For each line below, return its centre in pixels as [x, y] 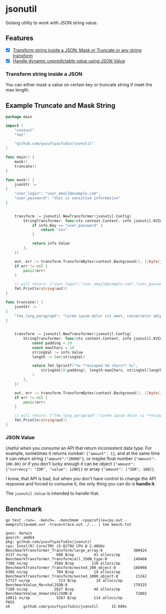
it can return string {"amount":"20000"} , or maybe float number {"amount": [81, 459]
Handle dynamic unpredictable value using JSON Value [69, 61]
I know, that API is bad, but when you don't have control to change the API [81, 478]
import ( [15, 126]
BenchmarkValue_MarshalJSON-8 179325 [76, 585]
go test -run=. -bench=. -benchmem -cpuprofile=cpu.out [64, 520]
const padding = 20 [52, 343]
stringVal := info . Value [57, 352]
